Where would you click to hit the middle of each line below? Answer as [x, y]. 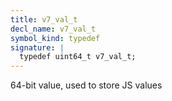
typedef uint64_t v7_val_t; [78, 57]
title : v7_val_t [44, 19]
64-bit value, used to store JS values [86, 85]
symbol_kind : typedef [55, 38]
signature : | [37, 47]
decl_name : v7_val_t [53, 29]
